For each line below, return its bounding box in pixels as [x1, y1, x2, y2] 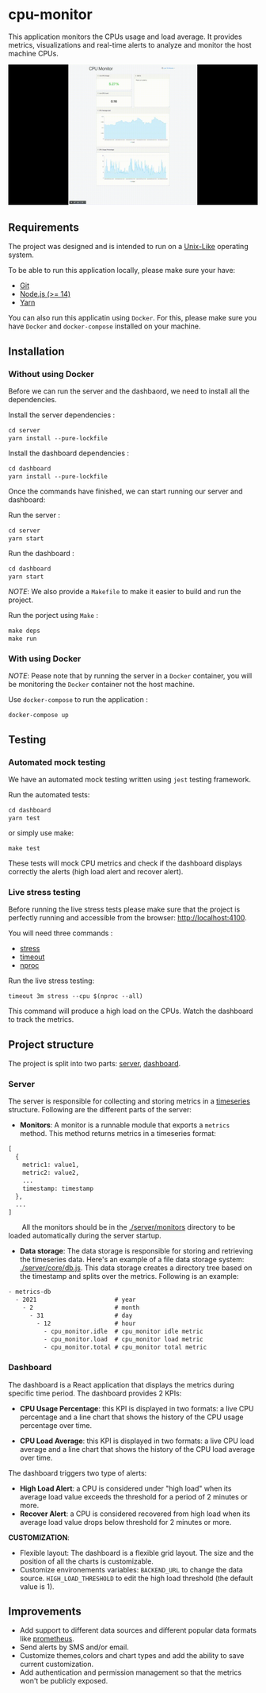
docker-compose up [8, 712, 69, 720]
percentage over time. [19, 1420, 93, 1430]
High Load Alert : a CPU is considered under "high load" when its [19, 1484, 232, 1493]
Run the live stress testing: [8, 976, 95, 985]
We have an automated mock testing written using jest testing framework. [8, 774, 252, 784]
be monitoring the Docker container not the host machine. [8, 680, 196, 689]
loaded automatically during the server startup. [8, 1231, 162, 1241]
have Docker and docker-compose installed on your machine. [8, 321, 201, 331]
